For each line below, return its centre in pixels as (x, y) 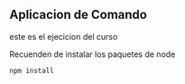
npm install (32, 70)
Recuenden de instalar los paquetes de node (92, 54)
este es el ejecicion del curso (64, 36)
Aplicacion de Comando (78, 15)
